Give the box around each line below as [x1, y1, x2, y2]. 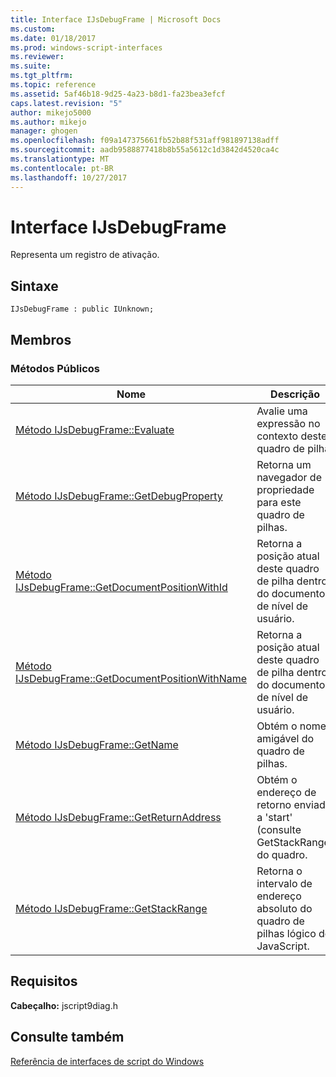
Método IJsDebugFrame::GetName [15, 737, 179, 751]
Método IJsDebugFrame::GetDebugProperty [15, 489, 223, 503]
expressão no [256, 416, 321, 430]
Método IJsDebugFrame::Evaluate [15, 422, 175, 436]
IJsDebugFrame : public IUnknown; [10, 304, 155, 315]
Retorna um [256, 457, 312, 471]
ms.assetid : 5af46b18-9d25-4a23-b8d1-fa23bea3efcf [10, 89, 226, 99]
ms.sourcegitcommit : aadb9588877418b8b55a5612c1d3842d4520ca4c [10, 145, 280, 155]
